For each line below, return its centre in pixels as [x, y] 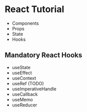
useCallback [25, 94]
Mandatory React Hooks [43, 55]
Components [25, 23]
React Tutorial [34, 9]
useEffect [22, 73]
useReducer [24, 105]
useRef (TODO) [28, 83]
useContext [24, 78]
